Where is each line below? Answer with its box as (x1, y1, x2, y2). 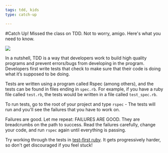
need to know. (5, 36, 35, 42)
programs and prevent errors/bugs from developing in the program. (5, 60, 144, 66)
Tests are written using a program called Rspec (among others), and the (5, 81, 154, 87)
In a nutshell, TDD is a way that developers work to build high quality (5, 55, 147, 61)
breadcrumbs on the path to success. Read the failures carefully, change (5, 121, 156, 127)
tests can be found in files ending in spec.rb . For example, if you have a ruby (5, 86, 163, 92)
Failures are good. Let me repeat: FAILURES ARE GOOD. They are (5, 116, 140, 122)
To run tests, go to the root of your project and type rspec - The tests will (5, 101, 155, 107)
